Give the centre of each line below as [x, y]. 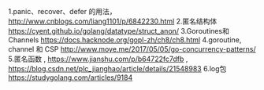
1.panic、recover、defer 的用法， [62, 11]
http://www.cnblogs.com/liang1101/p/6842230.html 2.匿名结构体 [113, 21]
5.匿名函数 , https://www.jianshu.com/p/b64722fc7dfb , [98, 59]
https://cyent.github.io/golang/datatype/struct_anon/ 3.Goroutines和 [119, 31]
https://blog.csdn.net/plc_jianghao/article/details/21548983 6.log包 [117, 68]
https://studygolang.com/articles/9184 [71, 77]
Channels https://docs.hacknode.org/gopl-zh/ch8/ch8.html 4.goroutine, [125, 40]
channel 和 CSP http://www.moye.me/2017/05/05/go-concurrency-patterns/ [132, 49]
